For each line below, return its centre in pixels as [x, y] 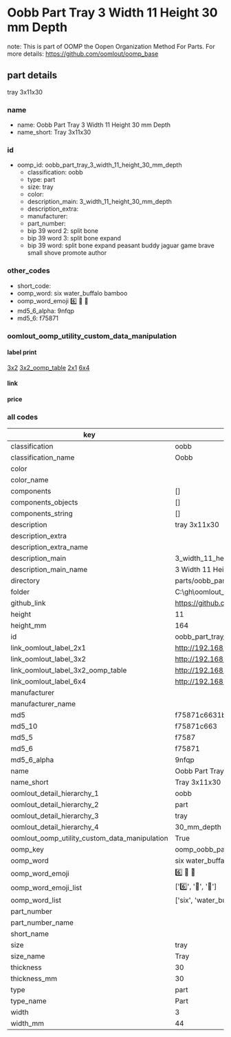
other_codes [29, 271]
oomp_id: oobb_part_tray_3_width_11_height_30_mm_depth [99, 165]
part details [32, 75]
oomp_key [27, 850]
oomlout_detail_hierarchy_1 [55, 794]
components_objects [44, 502]
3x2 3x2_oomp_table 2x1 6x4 [48, 367]
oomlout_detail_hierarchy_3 [55, 816]
